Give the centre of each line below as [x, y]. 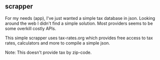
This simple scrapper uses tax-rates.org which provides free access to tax [79, 38]
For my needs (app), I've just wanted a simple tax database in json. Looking [80, 18]
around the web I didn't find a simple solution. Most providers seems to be [79, 23]
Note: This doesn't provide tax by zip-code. [48, 52]
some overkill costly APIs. [31, 28]
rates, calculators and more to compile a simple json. [58, 43]
